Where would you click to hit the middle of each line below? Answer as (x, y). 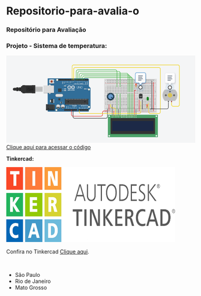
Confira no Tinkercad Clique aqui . (48, 252)
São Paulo (27, 275)
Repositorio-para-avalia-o (73, 11)
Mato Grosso (31, 288)
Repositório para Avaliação (46, 30)
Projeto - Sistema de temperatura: (57, 46)
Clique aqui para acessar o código (49, 147)
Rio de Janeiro (33, 281)
